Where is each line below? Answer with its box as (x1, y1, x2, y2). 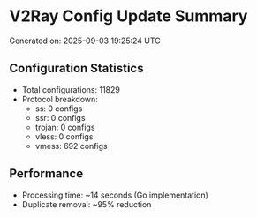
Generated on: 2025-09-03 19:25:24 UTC (9, 35, 161, 46)
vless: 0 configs (34, 131, 94, 142)
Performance (9, 166, 84, 182)
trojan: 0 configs (34, 122, 95, 132)
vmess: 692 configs (34, 140, 108, 151)
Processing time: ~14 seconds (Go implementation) (21, 190, 209, 200)
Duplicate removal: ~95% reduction (21, 198, 152, 209)
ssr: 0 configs (34, 112, 86, 123)
